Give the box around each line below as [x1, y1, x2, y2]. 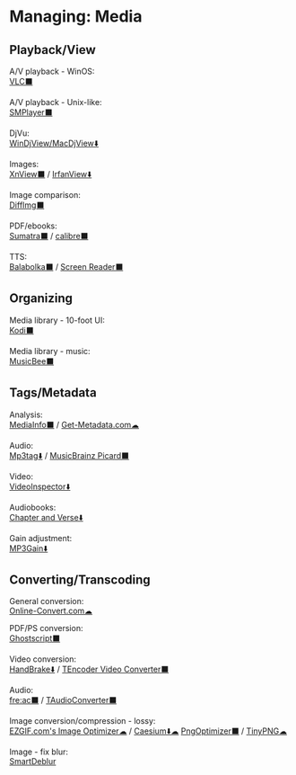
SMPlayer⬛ [9, 107, 53, 118]
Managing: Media [9, 6, 143, 27]
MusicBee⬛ [9, 355, 55, 366]
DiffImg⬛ [9, 200, 45, 210]
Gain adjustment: [9, 532, 73, 543]
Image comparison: [9, 190, 81, 200]
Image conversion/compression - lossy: [9, 716, 156, 726]
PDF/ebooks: [9, 220, 57, 231]
